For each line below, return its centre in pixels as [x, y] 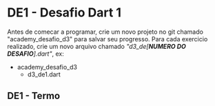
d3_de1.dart [44, 74]
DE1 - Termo [34, 96]
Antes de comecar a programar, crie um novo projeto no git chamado [105, 32]
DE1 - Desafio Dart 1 [64, 13]
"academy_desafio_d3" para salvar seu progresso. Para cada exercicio [107, 39]
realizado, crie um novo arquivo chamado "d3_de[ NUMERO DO [96, 46]
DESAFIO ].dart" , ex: [35, 54]
